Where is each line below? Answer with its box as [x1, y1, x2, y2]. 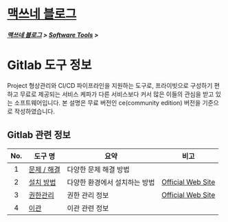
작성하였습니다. [14, 107, 56, 115]
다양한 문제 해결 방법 [67, 164, 130, 174]
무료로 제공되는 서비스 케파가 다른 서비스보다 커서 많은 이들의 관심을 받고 [19, 90, 214, 98]
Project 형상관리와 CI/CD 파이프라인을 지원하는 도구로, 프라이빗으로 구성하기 [7, 81, 213, 89]
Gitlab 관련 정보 [7, 129, 71, 141]
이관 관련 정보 [67, 203, 109, 213]
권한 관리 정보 [67, 190, 109, 200]
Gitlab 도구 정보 [7, 57, 92, 73]
